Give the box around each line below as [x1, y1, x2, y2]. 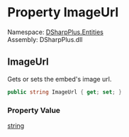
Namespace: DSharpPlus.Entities [7, 28, 104, 36]
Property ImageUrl [7, 4, 119, 21]
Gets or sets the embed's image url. [7, 75, 112, 83]
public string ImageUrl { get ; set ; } [7, 88, 122, 96]
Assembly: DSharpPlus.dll [7, 35, 83, 43]
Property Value [7, 105, 61, 115]
